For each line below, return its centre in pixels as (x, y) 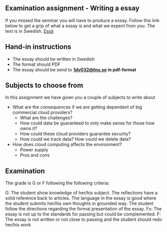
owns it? (28, 129)
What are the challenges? (46, 118)
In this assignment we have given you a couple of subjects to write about (80, 97)
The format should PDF (36, 64)
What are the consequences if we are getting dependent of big (77, 107)
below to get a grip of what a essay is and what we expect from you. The (80, 26)
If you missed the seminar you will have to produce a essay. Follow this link (82, 20)
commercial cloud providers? (42, 112)
